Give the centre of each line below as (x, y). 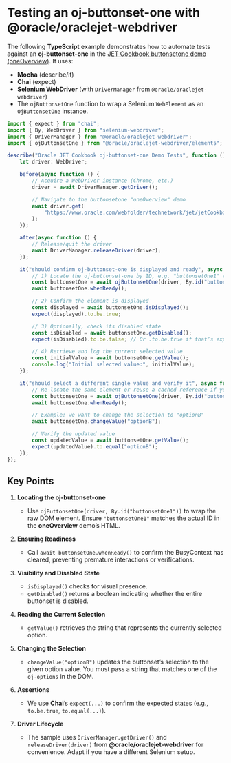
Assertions (33, 690)
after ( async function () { (58, 238)
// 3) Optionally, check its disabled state (97, 326)
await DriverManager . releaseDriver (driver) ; (97, 250)
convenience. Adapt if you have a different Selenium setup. (111, 752)
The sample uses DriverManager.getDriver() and (97, 737)
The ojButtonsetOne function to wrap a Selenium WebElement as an (110, 103)
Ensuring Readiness (46, 539)
